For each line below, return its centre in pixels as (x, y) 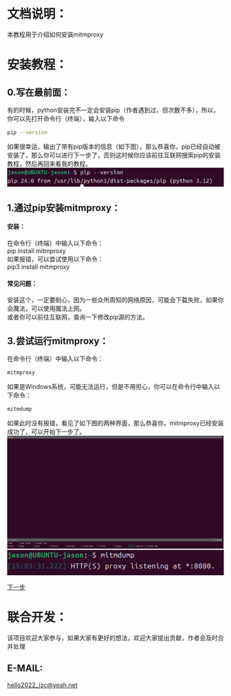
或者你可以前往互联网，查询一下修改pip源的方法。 (78, 317)
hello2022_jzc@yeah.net (42, 685)
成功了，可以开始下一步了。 (46, 431)
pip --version (27, 132)
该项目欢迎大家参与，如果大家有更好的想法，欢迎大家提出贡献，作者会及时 (112, 638)
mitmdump (20, 409)
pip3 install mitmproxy (38, 267)
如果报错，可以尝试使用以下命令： (55, 259)
